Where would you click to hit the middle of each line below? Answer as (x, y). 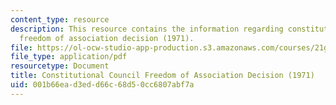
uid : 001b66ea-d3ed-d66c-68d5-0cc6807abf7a (102, 85)
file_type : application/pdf (69, 57)
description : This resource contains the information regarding (147, 29)
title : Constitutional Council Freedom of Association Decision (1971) (162, 76)
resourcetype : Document (60, 66)
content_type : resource (60, 19)
